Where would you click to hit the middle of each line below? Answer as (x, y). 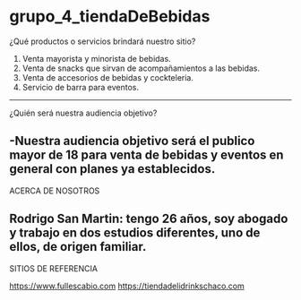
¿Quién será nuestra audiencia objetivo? (83, 113)
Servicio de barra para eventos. (81, 87)
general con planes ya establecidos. (112, 169)
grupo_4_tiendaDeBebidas (110, 17)
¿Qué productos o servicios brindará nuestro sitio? (103, 41)
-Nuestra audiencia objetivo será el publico (132, 141)
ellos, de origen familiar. (78, 247)
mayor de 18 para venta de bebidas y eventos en (146, 155)
